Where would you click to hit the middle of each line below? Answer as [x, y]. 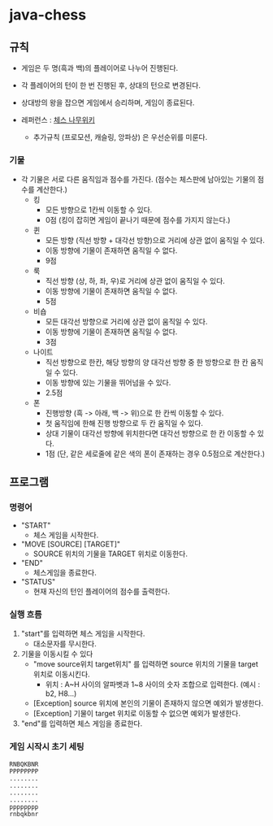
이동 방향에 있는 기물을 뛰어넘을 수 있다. [108, 383]
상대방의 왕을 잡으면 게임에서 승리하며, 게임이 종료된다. [108, 102]
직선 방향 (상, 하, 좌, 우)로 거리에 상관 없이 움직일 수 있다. [135, 281]
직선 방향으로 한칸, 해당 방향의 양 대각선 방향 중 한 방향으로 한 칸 [147, 363]
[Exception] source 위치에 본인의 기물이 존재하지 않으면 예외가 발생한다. [148, 703]
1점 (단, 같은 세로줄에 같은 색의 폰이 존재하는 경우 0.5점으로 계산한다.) [155, 454]
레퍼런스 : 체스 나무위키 [58, 120]
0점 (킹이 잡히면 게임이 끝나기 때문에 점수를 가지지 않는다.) [138, 220]
